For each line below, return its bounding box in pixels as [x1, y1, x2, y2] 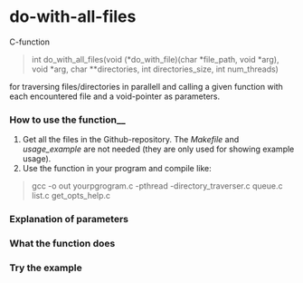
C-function [9, 36, 51, 47]
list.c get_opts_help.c [31, 190, 111, 201]
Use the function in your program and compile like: [22, 163, 213, 174]
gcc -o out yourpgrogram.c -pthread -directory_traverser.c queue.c [31, 181, 283, 191]
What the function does [9, 238, 116, 250]
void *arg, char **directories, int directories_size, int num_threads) [31, 63, 279, 74]
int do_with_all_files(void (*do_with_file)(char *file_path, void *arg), [31, 54, 279, 64]
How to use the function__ [9, 113, 127, 126]
